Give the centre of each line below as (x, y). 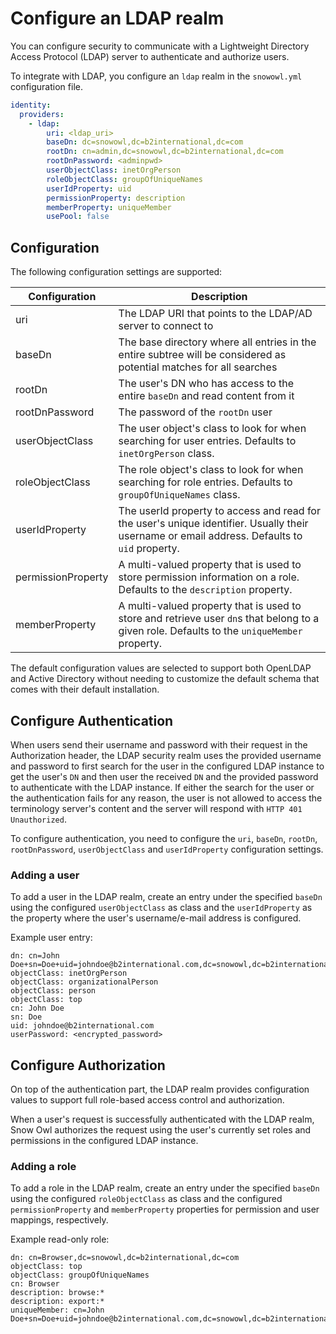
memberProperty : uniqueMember (109, 207)
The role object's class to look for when (211, 470)
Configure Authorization (88, 1065)
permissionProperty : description (116, 198)
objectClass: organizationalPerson (84, 982)
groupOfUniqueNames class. (179, 495)
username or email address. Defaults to (210, 536)
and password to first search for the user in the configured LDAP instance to (167, 766)
